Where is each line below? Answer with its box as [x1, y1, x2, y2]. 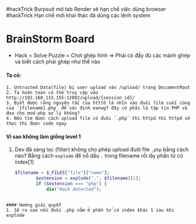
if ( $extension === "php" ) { [36, 181, 107, 187]
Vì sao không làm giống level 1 [6, 133, 81, 140]
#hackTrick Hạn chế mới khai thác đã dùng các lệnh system [6, 12, 151, 19]
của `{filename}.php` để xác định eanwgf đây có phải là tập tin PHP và [6, 105, 188, 111]
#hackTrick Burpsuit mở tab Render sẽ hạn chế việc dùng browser [6, 6, 166, 12]
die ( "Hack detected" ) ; [46, 186, 102, 192]
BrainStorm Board [6, 32, 95, 46]
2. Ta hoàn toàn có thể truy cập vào [6, 90, 99, 96]
